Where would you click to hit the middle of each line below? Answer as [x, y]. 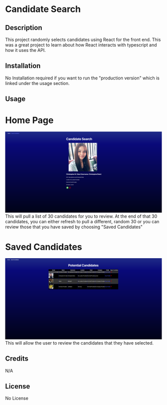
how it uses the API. [26, 50]
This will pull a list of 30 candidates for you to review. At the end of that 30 [81, 216]
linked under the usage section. [37, 83]
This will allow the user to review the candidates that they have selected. [80, 343]
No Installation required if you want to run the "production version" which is [83, 78]
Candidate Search [43, 9]
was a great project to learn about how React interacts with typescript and [81, 45]
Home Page [29, 120]
